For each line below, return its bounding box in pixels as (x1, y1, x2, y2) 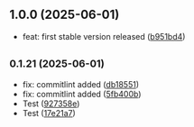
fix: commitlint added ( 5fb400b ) (22, 88, 142, 99)
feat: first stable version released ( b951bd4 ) (22, 31, 186, 41)
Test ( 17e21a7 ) (22, 107, 77, 118)
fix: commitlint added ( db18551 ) (22, 78, 140, 89)
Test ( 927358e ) (22, 98, 80, 109)
